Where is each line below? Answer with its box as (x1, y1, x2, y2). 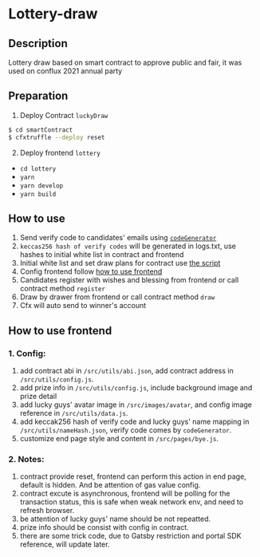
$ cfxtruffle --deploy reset (8, 133, 105, 141)
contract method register (19, 284, 106, 294)
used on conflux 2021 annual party (8, 66, 123, 76)
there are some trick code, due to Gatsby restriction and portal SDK (19, 531, 242, 541)
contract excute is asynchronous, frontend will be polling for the (19, 488, 230, 499)
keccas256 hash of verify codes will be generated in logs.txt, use (19, 241, 237, 251)
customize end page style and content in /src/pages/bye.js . (19, 434, 219, 444)
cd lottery (19, 164, 57, 172)
